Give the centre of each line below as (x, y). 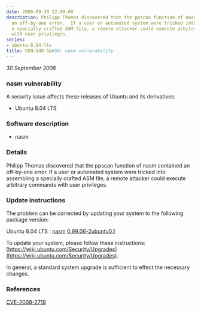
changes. (18, 273)
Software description (38, 124)
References (23, 289)
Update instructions (36, 200)
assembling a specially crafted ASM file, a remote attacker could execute (96, 178)
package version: (28, 219)
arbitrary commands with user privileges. (57, 184)
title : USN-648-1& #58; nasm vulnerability (60, 51)
